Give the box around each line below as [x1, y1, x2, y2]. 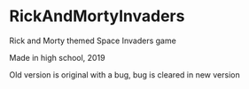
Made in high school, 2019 [9, 52, 105, 63]
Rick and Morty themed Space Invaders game [9, 35, 177, 46]
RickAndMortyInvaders [9, 6, 185, 26]
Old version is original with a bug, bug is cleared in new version [9, 69, 241, 80]
